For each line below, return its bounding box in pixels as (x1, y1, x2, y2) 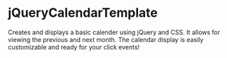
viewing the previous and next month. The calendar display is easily (8, 35, 204, 43)
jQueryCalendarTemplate (8, 5, 158, 21)
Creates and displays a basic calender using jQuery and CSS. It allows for (8, 28, 220, 36)
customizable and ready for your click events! (8, 43, 140, 51)
